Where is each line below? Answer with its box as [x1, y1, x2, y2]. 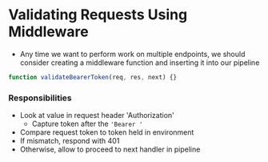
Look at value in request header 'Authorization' [19, 111, 174, 120]
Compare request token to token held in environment [19, 128, 194, 137]
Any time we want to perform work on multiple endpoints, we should [19, 49, 246, 59]
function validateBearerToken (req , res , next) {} [8, 73, 178, 81]
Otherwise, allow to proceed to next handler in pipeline [19, 144, 201, 154]
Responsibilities [8, 92, 72, 103]
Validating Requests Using [8, 6, 188, 24]
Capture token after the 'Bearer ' [31, 119, 143, 129]
